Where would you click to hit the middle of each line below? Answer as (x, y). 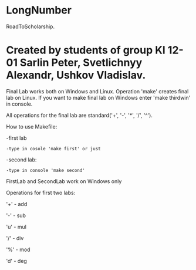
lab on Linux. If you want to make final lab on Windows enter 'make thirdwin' (98, 97)
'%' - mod (18, 249)
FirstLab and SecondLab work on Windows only (64, 181)
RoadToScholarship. (30, 26)
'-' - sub (16, 215)
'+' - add (17, 204)
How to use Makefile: (32, 126)
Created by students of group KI (86, 50)
